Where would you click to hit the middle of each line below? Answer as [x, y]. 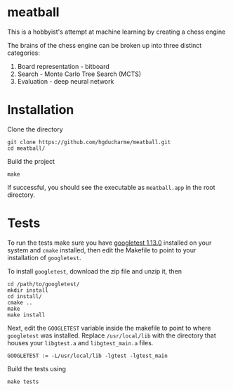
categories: [24, 53]
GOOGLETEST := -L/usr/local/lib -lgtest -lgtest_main [88, 356]
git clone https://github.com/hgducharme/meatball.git [89, 142]
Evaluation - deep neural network [66, 81]
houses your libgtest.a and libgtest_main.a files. [80, 342]
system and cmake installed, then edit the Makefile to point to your [102, 250]
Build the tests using [37, 368]
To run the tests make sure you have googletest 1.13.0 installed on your [109, 243]
